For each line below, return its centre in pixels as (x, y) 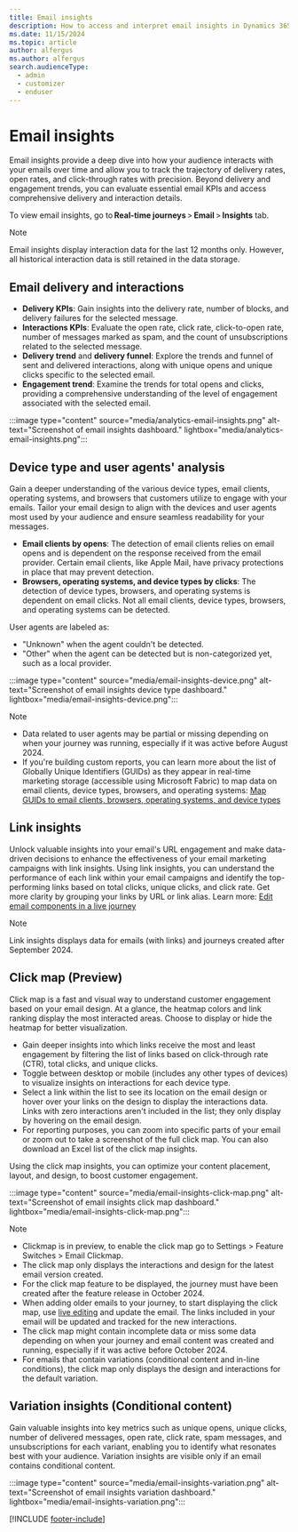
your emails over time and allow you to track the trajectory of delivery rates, (148, 170)
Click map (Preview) (66, 978)
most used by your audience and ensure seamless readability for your (137, 517)
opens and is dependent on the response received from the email (141, 553)
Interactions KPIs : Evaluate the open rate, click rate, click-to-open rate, (153, 328)
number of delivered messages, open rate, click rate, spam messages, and (145, 1437)
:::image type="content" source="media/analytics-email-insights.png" (137, 421)
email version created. (63, 1274)
